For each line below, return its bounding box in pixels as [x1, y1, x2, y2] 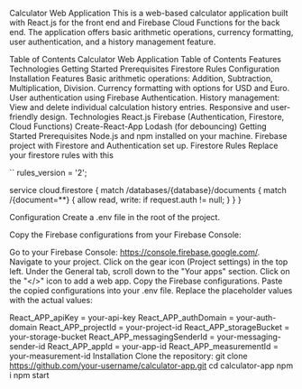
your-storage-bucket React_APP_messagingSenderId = [9, 331, 215, 342]
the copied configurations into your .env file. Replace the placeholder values [9, 285, 293, 296]
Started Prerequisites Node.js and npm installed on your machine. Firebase [9, 131, 288, 141]
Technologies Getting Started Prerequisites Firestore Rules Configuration [9, 63, 280, 74]
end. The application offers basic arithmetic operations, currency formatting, [9, 27, 294, 37]
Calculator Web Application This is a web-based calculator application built [9, 8, 288, 18]
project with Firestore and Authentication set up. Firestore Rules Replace [9, 140, 279, 151]
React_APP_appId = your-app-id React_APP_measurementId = [47, 341, 279, 351]
